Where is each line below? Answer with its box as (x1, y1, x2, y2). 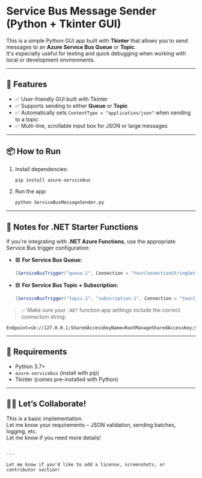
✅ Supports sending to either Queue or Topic (14, 102, 128, 109)
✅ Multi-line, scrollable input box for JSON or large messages (14, 122, 168, 129)
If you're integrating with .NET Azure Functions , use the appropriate (6, 238, 176, 245)
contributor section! (6, 467, 61, 473)
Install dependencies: (14, 165, 69, 172)
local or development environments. (6, 56, 96, 63)
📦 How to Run (6, 146, 61, 157)
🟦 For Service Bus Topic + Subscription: (14, 281, 118, 289)
